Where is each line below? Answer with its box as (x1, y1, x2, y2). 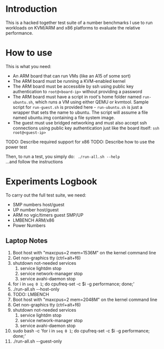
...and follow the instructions (5, 158, 63, 165)
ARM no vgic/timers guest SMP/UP (12, 212, 84, 218)
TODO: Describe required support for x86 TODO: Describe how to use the (5, 139, 155, 145)
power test (5, 144, 27, 150)
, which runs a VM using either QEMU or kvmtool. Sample (32, 99, 149, 105)
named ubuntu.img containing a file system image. (12, 114, 115, 121)
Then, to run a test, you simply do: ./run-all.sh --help (5, 153, 120, 159)
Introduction (5, 3, 57, 15)
